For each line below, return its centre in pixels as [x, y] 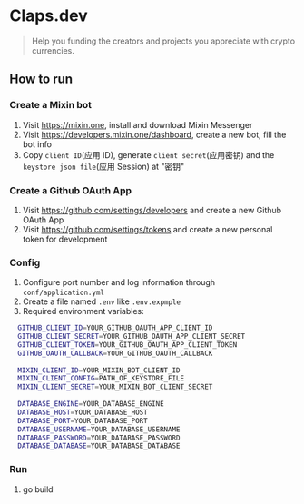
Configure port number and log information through [119, 282]
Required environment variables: [83, 311]
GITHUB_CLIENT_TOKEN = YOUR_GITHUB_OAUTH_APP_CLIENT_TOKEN [127, 345]
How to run [41, 79]
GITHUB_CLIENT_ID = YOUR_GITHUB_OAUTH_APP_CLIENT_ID [115, 328]
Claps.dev [49, 16]
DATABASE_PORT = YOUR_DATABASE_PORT [83, 420]
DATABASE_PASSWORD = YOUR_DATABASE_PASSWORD [99, 438]
